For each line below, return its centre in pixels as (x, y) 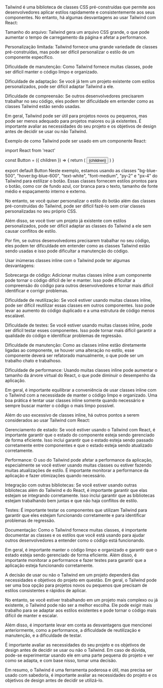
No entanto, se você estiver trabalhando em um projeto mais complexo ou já (81, 600)
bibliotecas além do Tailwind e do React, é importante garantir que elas (76, 490)
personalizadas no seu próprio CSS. (41, 211)
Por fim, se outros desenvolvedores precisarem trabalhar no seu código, (78, 241)
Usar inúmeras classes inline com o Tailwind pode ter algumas (68, 260)
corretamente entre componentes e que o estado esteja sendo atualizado (79, 445)
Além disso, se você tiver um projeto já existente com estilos (66, 221)
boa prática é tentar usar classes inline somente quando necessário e (75, 400)
